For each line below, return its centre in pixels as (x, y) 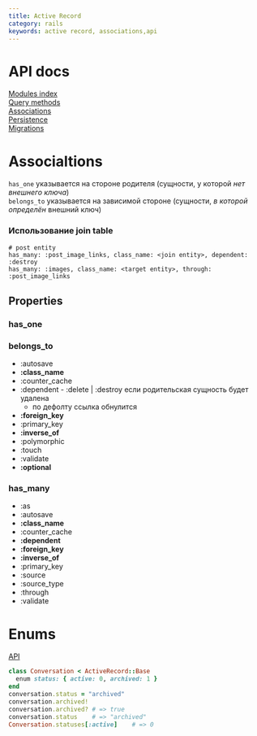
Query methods (34, 102)
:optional (36, 468)
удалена (34, 398)
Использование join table (61, 231)
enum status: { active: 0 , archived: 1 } (87, 679)
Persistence (28, 120)
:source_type (42, 584)
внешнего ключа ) (39, 193)
